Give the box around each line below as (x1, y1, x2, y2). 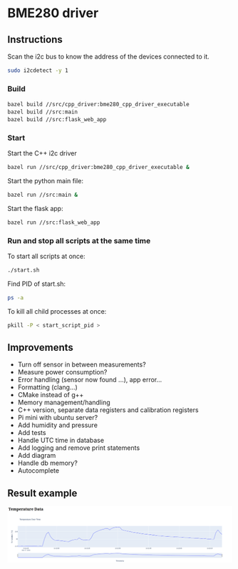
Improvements (7, 342, 73, 354)
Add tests (17, 429, 46, 437)
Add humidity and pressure (17, 421, 98, 429)
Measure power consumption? (17, 368, 108, 376)
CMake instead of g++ (17, 391, 84, 399)
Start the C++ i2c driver (7, 149, 77, 158)
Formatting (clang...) (17, 383, 78, 391)
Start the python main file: (7, 176, 84, 185)
